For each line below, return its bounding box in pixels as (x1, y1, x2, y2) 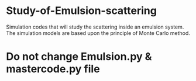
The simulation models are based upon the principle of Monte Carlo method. (6, 29, 190, 36)
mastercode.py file (6, 62, 101, 76)
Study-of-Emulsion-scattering (6, 4, 157, 17)
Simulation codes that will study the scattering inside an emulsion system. (6, 23, 184, 30)
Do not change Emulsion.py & (6, 50, 152, 64)
